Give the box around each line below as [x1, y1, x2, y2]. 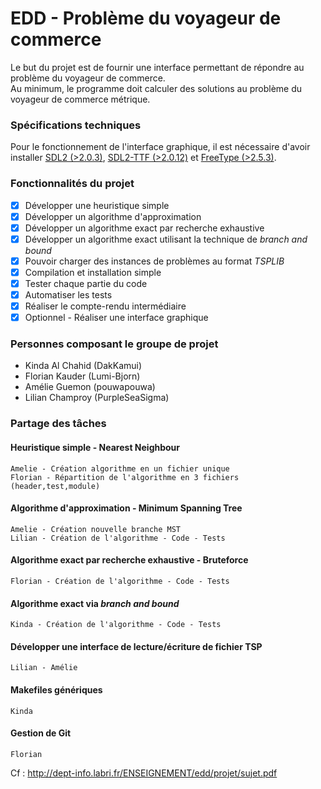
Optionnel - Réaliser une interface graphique [24, 312, 209, 324]
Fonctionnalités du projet [10, 177, 135, 191]
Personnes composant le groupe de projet [10, 337, 219, 351]
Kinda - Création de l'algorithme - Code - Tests [10, 620, 222, 630]
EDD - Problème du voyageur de [10, 7, 282, 30]
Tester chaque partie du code [24, 277, 148, 289]
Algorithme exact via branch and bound [10, 597, 180, 609]
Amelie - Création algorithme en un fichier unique [10, 463, 230, 474]
